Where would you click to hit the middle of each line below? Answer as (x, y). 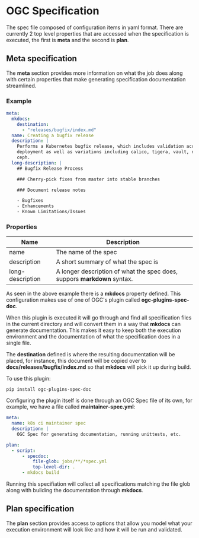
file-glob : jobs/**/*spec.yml (70, 461)
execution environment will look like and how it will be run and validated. (94, 529)
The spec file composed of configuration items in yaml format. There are (95, 27)
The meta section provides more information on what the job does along (94, 73)
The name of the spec (86, 252)
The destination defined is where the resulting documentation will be (91, 355)
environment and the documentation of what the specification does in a (93, 337)
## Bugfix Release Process (50, 168)
